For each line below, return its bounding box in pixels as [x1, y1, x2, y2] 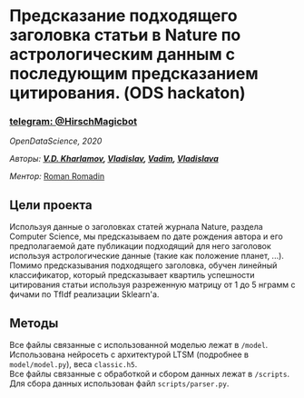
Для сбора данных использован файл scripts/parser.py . [9, 378, 230, 389]
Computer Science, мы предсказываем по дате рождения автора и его [9, 231, 283, 242]
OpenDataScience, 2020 [9, 135, 103, 146]
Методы [9, 315, 59, 331]
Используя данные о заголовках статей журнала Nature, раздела [9, 222, 263, 233]
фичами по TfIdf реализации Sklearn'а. [9, 289, 160, 300]
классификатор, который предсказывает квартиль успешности [9, 270, 256, 281]
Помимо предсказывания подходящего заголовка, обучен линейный [9, 260, 278, 271]
